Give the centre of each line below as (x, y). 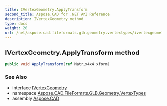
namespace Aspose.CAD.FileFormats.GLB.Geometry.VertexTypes (79, 93)
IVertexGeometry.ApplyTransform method (73, 53)
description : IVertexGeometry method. (45, 19)
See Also (16, 77)
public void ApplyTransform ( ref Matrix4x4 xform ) (58, 64)
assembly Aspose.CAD (36, 98)
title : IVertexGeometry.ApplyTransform (46, 10)
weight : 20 (16, 28)
